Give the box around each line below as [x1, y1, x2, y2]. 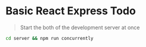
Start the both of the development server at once [20, 24, 140, 31]
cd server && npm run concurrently [5, 35, 94, 41]
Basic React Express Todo [5, 4, 136, 18]
